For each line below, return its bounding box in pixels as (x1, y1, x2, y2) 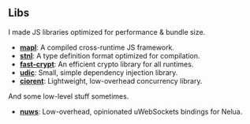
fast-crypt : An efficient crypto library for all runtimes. (19, 59, 194, 69)
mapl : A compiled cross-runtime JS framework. (19, 43, 175, 52)
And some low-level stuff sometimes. (8, 91, 129, 101)
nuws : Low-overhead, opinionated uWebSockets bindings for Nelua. (19, 107, 243, 116)
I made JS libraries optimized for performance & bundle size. (8, 27, 206, 36)
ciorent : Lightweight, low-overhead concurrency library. (19, 76, 203, 85)
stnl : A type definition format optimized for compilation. (19, 51, 200, 60)
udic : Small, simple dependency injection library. (19, 67, 178, 77)
